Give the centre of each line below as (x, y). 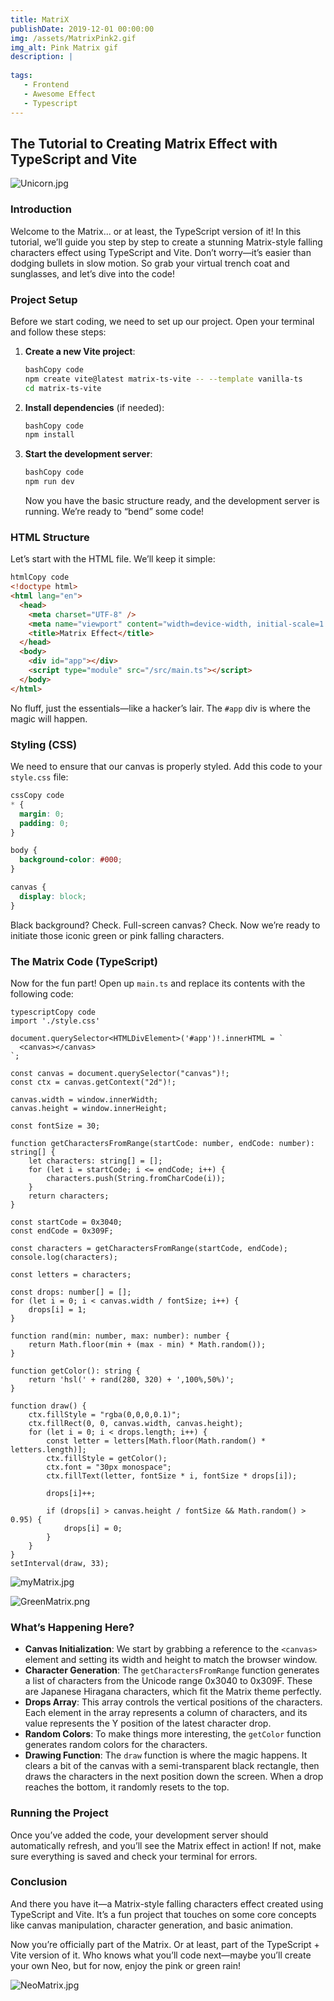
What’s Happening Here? (72, 1627)
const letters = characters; (71, 1274)
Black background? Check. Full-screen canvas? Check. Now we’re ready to (165, 925)
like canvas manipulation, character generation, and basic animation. (152, 1925)
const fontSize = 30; (55, 1126)
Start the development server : (88, 454)
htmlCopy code (40, 577)
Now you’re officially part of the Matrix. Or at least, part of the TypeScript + (165, 1944)
